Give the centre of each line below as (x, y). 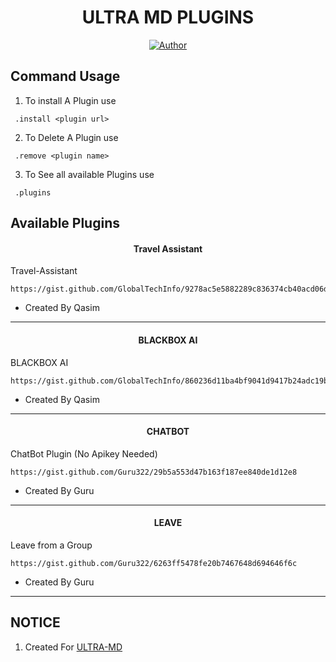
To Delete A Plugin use (71, 137)
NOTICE (35, 622)
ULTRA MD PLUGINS (168, 17)
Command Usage (65, 76)
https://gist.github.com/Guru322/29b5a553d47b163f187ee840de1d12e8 (154, 472)
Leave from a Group (51, 545)
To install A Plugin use (70, 100)
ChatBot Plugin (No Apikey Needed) (84, 453)
